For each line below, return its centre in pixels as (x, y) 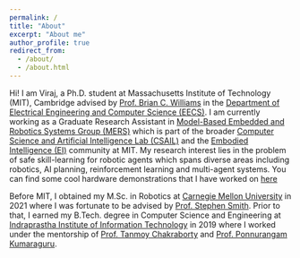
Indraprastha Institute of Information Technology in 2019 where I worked (142, 224)
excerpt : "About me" (48, 34)
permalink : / (34, 17)
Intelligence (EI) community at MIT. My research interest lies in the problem (148, 150)
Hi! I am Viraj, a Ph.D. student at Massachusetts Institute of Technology (140, 93)
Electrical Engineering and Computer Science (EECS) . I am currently (135, 112)
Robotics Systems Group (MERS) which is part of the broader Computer (142, 131)
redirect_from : (38, 51)
